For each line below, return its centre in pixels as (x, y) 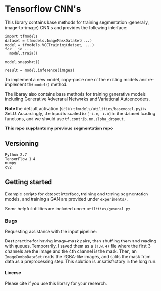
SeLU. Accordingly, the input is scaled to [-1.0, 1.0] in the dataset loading (80, 113)
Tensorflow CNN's (43, 9)
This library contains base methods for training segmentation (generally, (77, 22)
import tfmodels (21, 36)
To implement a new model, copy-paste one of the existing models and (76, 79)
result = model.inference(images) (40, 70)
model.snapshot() (23, 62)
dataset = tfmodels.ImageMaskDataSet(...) (48, 40)
